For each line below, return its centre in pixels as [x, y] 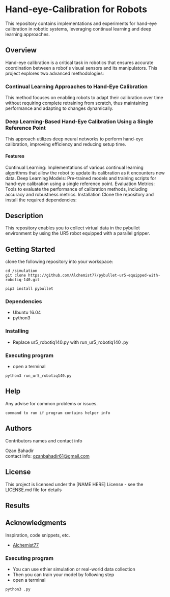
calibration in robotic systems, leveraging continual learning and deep [78, 28]
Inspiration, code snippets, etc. [38, 535]
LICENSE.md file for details [34, 490]
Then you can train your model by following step [63, 575]
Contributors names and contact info [44, 440]
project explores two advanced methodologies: [55, 73]
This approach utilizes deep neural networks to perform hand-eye [74, 139]
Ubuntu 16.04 [27, 312]
